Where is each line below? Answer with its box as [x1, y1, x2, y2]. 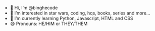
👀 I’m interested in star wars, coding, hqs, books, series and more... [10, 10, 150, 16]
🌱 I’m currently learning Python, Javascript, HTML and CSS [10, 15, 133, 21]
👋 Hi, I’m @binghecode [10, 5, 58, 10]
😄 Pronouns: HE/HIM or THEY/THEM [10, 20, 88, 26]
